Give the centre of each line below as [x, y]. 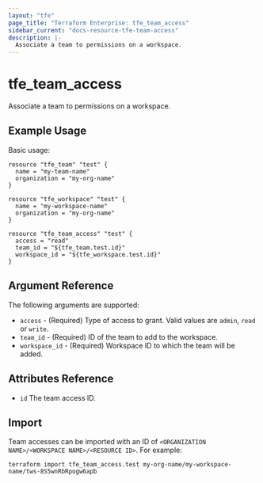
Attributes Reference [61, 379]
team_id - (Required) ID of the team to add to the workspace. [118, 337]
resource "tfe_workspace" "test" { [67, 199]
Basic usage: [29, 150]
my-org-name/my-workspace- [187, 465]
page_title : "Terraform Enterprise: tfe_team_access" [99, 23]
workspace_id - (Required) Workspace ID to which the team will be [127, 345]
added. [31, 354]
